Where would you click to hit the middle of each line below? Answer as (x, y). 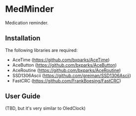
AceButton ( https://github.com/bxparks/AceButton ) (65, 65)
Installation (23, 38)
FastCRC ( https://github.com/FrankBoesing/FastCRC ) (67, 80)
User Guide (23, 97)
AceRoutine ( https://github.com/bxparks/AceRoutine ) (67, 70)
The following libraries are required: (42, 50)
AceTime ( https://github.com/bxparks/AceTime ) (61, 60)
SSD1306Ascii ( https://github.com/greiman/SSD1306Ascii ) (72, 76)
